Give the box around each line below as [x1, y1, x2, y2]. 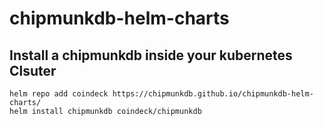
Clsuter [9, 62, 57, 79]
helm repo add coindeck [9, 89, 109, 99]
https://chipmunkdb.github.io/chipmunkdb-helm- [112, 89, 314, 99]
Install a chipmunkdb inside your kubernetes [9, 47, 293, 64]
